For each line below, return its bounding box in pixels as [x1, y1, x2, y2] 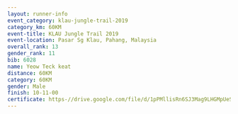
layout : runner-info [7, 10, 69, 18]
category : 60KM [7, 76, 52, 84]
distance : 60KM [7, 69, 52, 76]
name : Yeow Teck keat [7, 63, 72, 70]
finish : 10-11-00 [7, 89, 59, 96]
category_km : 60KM [7, 23, 62, 30]
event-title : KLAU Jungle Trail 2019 [7, 30, 119, 38]
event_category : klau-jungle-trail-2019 [7, 17, 129, 24]
